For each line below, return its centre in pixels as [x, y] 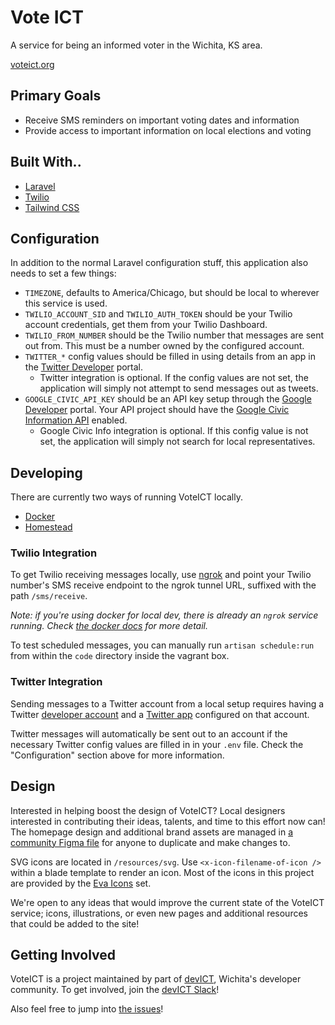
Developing [46, 472]
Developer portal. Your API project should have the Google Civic [157, 410]
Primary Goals [56, 96]
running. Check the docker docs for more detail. [109, 626]
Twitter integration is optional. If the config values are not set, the [174, 378]
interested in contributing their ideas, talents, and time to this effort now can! [168, 821]
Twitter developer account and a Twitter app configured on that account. [160, 714]
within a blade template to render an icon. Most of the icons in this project [162, 872]
